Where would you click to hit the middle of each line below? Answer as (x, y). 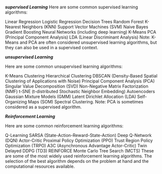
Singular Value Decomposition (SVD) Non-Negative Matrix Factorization (77, 86)
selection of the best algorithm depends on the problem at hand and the (77, 161)
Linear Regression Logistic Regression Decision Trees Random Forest (74, 22)
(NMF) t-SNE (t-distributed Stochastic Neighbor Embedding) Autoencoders (80, 91)
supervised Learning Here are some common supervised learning (72, 7)
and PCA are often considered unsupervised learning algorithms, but (88, 42)
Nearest (13, 27)
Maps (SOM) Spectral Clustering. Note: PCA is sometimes (86, 102)
